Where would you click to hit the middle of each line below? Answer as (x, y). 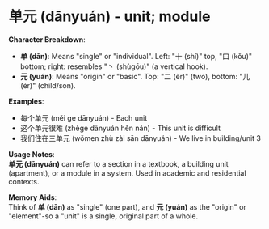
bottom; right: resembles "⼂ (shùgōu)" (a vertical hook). (114, 66)
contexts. (24, 181)
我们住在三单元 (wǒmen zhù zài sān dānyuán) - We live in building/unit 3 (140, 138)
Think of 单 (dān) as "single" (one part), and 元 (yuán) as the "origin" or (127, 206)
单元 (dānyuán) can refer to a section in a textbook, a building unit (118, 163)
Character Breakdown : (47, 39)
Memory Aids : (33, 197)
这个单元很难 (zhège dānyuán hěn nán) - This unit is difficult (120, 128)
